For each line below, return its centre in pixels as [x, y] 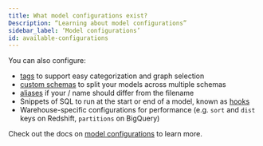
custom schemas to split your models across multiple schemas [123, 85]
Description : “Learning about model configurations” [98, 23]
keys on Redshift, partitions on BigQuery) [90, 118]
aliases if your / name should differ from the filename [107, 93]
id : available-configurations [59, 38]
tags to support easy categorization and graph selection [112, 76]
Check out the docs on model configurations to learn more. [106, 134]
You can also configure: [47, 61]
